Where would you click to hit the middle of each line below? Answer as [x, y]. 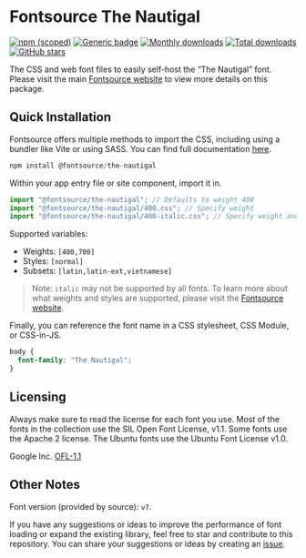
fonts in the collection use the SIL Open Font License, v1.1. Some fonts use [148, 429]
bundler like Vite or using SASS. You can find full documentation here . [140, 148]
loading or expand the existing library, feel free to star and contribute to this [151, 533]
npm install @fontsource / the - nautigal [83, 166]
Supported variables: [49, 234]
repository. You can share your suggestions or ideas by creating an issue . [148, 543]
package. [27, 88]
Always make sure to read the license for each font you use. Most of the [145, 419]
